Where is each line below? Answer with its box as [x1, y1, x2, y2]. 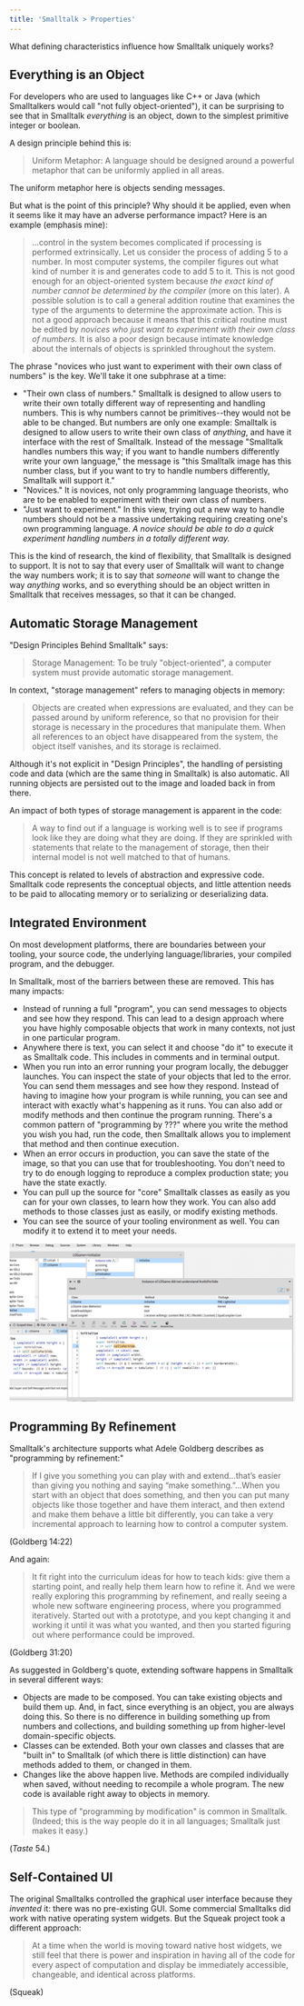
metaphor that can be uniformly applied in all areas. [31, 165, 225, 176]
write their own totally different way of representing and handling [22, 398, 266, 409]
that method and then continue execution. [22, 1139, 180, 1150]
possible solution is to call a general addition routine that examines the [31, 295, 295, 306]
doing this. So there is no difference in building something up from [22, 1712, 270, 1722]
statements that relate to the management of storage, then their [31, 842, 270, 853]
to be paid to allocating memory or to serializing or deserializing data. [9, 889, 270, 900]
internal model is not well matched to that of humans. [31, 852, 231, 863]
